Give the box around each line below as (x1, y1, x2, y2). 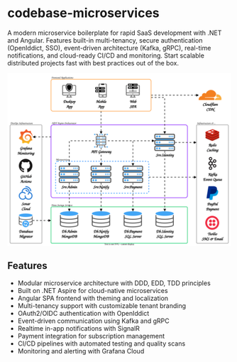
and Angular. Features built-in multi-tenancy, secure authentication (7, 36, 204, 44)
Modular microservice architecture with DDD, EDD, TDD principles (17, 279, 211, 287)
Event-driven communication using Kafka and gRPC (17, 316, 170, 325)
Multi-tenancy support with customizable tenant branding (17, 301, 187, 310)
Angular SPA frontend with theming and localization (17, 294, 169, 302)
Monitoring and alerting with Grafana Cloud (17, 346, 145, 355)
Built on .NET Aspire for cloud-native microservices (17, 286, 168, 294)
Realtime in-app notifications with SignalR (17, 324, 140, 332)
